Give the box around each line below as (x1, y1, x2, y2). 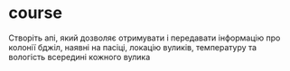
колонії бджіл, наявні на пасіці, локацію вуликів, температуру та (8, 41, 257, 52)
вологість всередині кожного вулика (8, 51, 151, 62)
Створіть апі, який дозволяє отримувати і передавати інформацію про (8, 32, 281, 43)
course (8, 3, 62, 23)
